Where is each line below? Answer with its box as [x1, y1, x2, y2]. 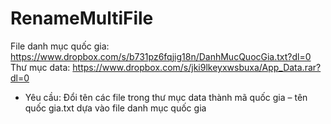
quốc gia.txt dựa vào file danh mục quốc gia [24, 102, 207, 114]
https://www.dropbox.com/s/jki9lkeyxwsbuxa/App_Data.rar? [72, 61, 322, 73]
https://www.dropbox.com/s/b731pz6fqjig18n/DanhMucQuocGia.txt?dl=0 [10, 50, 312, 62]
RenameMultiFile [10, 7, 154, 30]
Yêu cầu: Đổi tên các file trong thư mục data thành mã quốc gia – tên [24, 91, 308, 103]
